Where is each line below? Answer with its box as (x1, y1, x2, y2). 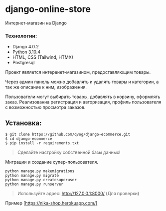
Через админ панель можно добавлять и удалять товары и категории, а (5, 79, 159, 85)
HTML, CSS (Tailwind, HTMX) (12, 54, 74, 60)
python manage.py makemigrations (5, 169, 75, 174)
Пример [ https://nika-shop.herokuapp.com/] (5, 200, 98, 206)
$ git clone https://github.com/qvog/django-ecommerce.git (5, 132, 131, 137)
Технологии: (5, 32, 37, 39)
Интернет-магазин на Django (5, 20, 67, 26)
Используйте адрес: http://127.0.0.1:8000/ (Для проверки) (17, 191, 140, 197)
